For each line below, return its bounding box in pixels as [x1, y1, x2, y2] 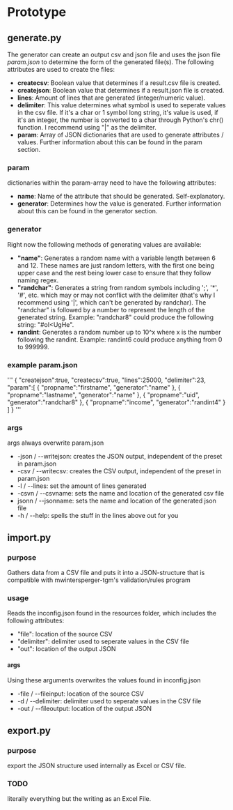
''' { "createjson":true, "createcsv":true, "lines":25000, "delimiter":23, [7, 376, 207, 384]
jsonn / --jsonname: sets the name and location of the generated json [17, 496, 217, 505]
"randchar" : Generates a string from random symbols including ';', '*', [17, 283, 219, 291]
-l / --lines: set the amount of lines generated [17, 482, 147, 490]
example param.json [7, 360, 78, 369]
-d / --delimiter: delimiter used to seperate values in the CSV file [17, 697, 202, 705]
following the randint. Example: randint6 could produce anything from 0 [17, 335, 223, 344]
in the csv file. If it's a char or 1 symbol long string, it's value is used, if [17, 109, 218, 116]
